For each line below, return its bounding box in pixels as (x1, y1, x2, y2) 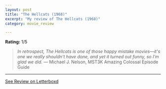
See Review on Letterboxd (5, 79, 59, 85)
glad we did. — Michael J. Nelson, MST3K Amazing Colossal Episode (17, 59, 159, 65)
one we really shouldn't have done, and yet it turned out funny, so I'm (17, 54, 159, 60)
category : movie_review (5, 21, 54, 26)
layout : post (5, 7, 32, 12)
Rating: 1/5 (5, 39, 28, 45)
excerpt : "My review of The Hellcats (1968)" (5, 16, 100, 21)
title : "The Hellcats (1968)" (5, 12, 68, 17)
